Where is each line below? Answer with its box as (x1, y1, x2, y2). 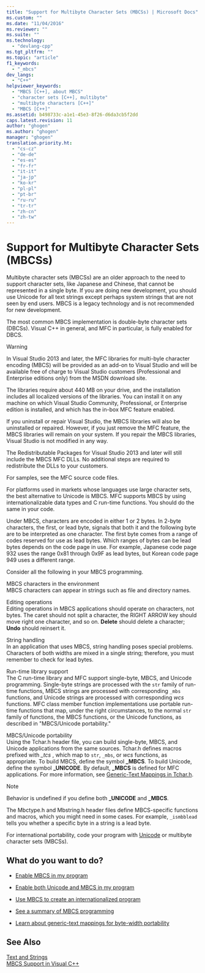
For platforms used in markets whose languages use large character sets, (6, 486, 192, 493)
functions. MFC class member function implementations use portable (6, 700, 181, 708)
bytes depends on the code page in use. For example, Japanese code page (6, 543, 197, 551)
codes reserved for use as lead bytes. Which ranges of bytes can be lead (6, 537, 192, 544)
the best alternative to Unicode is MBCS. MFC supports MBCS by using (6, 493, 187, 500)
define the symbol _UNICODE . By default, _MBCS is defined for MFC (6, 764, 179, 772)
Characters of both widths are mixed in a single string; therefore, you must (6, 649, 195, 657)
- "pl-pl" (12, 186, 37, 192)
